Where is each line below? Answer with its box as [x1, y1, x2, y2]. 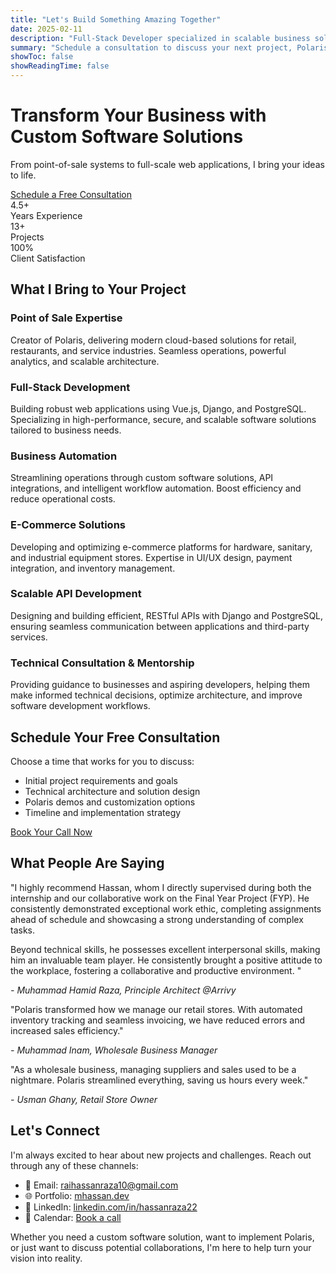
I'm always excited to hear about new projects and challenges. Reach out [10, 1149, 312, 1161]
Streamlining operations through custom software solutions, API [10, 472, 274, 484]
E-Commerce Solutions [10, 518, 127, 532]
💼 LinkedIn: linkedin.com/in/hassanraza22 [24, 1201, 198, 1213]
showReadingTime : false [10, 61, 110, 71]
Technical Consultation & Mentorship [10, 656, 195, 670]
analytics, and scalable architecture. [10, 355, 160, 367]
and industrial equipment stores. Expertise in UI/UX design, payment [10, 551, 293, 563]
